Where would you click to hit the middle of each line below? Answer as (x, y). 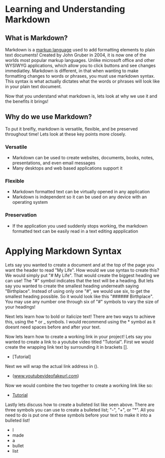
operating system (30, 202)
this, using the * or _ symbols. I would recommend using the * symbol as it (80, 321)
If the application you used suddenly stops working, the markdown (80, 226)
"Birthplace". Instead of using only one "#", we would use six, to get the (78, 291)
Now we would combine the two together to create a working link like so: (79, 385)
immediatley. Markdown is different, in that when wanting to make (72, 71)
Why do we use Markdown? (49, 117)
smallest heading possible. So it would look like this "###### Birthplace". (79, 296)
